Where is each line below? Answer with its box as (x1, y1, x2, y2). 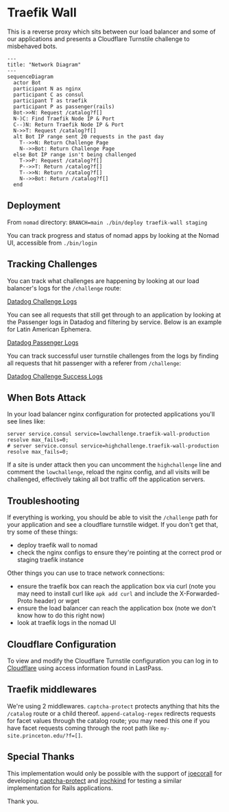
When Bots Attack (7, 392, 86, 404)
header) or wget (34, 597, 80, 605)
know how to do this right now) (16, 611, 105, 619)
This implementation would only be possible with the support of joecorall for (7, 769, 223, 777)
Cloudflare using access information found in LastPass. (7, 664, 163, 672)
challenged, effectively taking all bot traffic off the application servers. (7, 475, 206, 484)
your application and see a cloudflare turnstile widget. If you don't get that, (7, 521, 218, 529)
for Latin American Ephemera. (7, 325, 92, 333)
